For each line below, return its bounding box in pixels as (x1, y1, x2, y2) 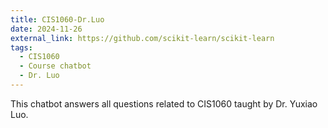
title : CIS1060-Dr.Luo (10, 14, 105, 25)
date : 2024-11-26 (10, 24, 83, 34)
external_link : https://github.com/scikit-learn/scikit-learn (10, 33, 275, 43)
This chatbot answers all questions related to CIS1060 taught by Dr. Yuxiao (10, 97, 318, 110)
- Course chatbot (19, 61, 92, 71)
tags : (10, 42, 33, 53)
